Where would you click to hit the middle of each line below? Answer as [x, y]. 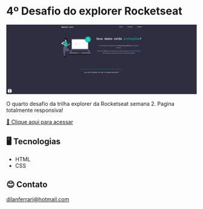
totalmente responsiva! [35, 111]
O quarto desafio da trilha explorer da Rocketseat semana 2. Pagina [90, 104]
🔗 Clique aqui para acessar [40, 122]
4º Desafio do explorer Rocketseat [94, 11]
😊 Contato [27, 185]
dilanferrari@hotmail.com [38, 199]
